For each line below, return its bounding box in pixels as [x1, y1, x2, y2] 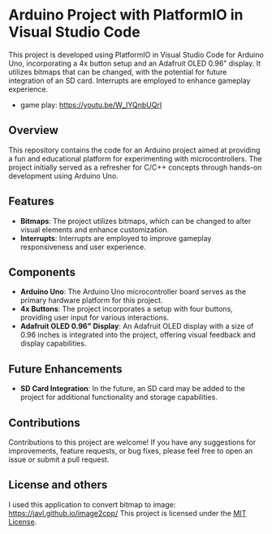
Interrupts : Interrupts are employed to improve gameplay [19, 233, 212, 243]
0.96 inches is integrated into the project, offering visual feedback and [19, 330, 256, 340]
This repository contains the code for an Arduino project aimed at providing [8, 144, 261, 155]
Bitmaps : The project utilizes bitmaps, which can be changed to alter [19, 216, 252, 226]
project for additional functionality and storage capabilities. [19, 392, 218, 403]
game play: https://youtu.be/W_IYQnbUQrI [19, 100, 162, 110]
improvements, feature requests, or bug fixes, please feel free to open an [8, 446, 253, 455]
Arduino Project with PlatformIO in [8, 6, 244, 24]
